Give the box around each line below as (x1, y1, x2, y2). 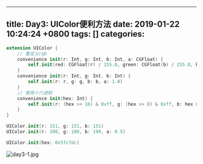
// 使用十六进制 (17, 90, 53, 96)
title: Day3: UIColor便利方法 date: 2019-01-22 (6, 19, 180, 30)
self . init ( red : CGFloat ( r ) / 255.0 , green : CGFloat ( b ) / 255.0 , (28, 61, 193, 68)
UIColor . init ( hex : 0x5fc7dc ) (6, 139, 80, 145)
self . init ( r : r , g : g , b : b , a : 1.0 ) (28, 79, 123, 85)
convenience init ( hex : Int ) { (17, 95, 94, 101)
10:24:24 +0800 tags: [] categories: (6, 29, 145, 39)
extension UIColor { (6, 45, 59, 51)
